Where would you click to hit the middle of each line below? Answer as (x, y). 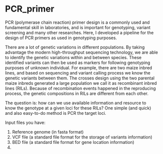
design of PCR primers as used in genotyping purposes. (61, 38)
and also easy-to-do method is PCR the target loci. (56, 113)
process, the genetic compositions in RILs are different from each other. (77, 93)
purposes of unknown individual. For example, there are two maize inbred (79, 68)
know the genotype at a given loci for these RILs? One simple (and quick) (78, 108)
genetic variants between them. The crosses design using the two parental (80, 78)
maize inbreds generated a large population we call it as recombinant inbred (81, 83)
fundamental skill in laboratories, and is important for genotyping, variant (78, 27)
